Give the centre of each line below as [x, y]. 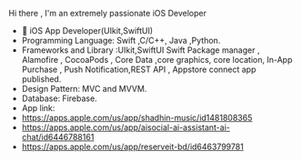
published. [41, 79]
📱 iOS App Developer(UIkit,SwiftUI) [87, 30]
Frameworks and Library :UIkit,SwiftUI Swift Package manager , [141, 50]
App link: [38, 108]
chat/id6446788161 [58, 137]
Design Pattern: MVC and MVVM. [84, 89]
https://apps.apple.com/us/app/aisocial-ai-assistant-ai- [126, 127]
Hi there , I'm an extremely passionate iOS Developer [107, 13]
